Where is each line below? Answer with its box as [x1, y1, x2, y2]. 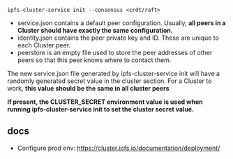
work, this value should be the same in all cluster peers [7, 84, 170, 92]
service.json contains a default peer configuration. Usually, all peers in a [17, 19, 226, 27]
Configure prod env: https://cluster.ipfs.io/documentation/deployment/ [17, 144, 220, 152]
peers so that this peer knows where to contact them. [17, 56, 172, 64]
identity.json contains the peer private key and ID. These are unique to [17, 33, 220, 42]
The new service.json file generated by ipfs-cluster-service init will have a [7, 70, 220, 77]
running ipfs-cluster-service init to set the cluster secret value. [7, 105, 194, 113]
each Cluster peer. [17, 41, 71, 49]
